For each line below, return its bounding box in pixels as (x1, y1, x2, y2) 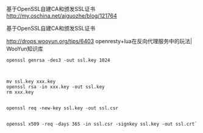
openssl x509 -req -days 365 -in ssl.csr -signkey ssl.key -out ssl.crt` (6, 121, 198, 127)
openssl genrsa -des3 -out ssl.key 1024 (6, 57, 111, 63)
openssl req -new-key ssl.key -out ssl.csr (6, 105, 119, 111)
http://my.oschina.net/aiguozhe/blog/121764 (6, 12, 118, 19)
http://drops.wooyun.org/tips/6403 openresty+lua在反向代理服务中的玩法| (6, 38, 193, 44)
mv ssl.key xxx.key (6, 78, 56, 84)
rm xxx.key (6, 89, 34, 95)
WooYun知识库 (6, 45, 44, 52)
